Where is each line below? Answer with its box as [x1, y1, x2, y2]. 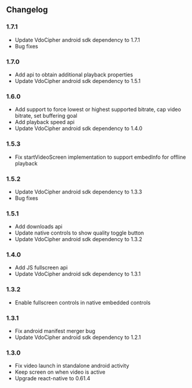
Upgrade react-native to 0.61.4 [14, 375, 91, 382]
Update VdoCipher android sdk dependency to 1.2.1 [14, 334, 141, 341]
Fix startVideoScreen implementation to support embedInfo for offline [14, 153, 186, 161]
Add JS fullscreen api [14, 264, 68, 271]
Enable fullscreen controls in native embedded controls [14, 298, 151, 306]
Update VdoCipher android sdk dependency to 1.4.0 [14, 125, 143, 132]
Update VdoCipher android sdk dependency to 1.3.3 [14, 188, 143, 195]
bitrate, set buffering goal [14, 112, 78, 119]
